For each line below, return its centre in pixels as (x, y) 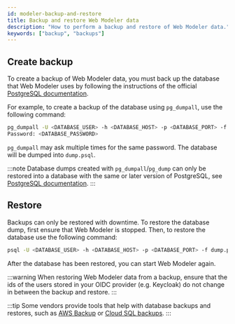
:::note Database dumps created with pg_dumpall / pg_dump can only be (107, 168)
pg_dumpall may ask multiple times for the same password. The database (112, 147)
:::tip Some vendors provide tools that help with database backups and (109, 305)
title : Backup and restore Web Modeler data (73, 20)
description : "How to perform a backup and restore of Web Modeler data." (119, 27)
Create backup (40, 61)
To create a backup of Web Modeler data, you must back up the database (114, 79)
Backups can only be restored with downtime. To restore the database (108, 222)
